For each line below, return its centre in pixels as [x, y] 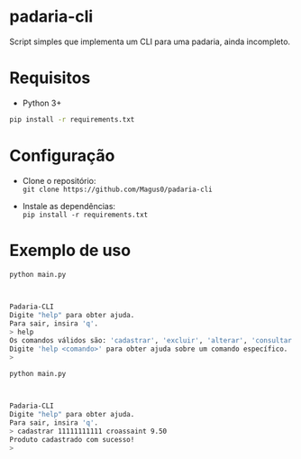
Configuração [62, 156]
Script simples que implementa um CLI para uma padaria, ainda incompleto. [150, 41]
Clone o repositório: [59, 180]
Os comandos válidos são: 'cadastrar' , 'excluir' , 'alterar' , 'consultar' [153, 340]
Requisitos [50, 78]
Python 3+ [42, 103]
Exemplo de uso [70, 250]
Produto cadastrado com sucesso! [72, 439]
